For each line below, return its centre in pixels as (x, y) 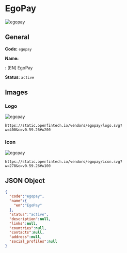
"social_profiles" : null (33, 242)
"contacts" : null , (27, 233)
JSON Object (25, 181)
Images (16, 93)
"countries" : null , (28, 228)
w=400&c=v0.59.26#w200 (28, 130)
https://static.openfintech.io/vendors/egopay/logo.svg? (64, 126)
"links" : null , (24, 223)
